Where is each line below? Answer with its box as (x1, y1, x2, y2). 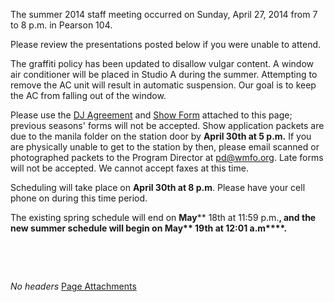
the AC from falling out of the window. (10, 90, 167, 101)
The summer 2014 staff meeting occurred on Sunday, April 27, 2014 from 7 (10, 9, 318, 20)
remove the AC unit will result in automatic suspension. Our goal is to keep (10, 79, 317, 91)
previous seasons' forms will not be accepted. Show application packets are (10, 120, 325, 131)
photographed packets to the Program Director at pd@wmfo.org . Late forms (10, 152, 324, 163)
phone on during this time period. (10, 192, 148, 204)
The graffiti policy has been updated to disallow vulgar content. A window (10, 58, 314, 69)
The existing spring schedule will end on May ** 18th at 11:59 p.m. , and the (10, 212, 317, 223)
